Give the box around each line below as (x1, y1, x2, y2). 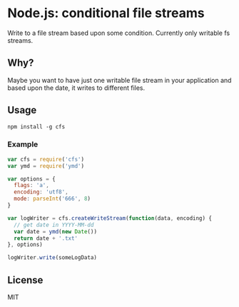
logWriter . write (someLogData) (7, 254, 98, 261)
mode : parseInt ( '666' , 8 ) (14, 195, 91, 203)
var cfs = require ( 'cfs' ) (7, 156, 84, 163)
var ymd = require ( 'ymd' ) (7, 162, 84, 169)
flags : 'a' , (14, 182, 50, 189)
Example (7, 139, 39, 149)
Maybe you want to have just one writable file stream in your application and (7, 76, 232, 84)
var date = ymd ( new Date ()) (14, 228, 98, 235)
